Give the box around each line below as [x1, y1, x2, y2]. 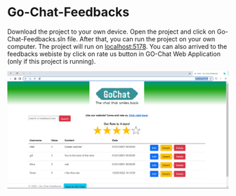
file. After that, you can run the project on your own [67, 34, 216, 43]
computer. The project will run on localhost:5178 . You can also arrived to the [7, 42, 228, 50]
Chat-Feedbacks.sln [7, 34, 66, 43]
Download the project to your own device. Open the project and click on [7, 27, 216, 36]
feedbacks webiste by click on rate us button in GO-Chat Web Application [7, 50, 221, 58]
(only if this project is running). [7, 57, 96, 65]
